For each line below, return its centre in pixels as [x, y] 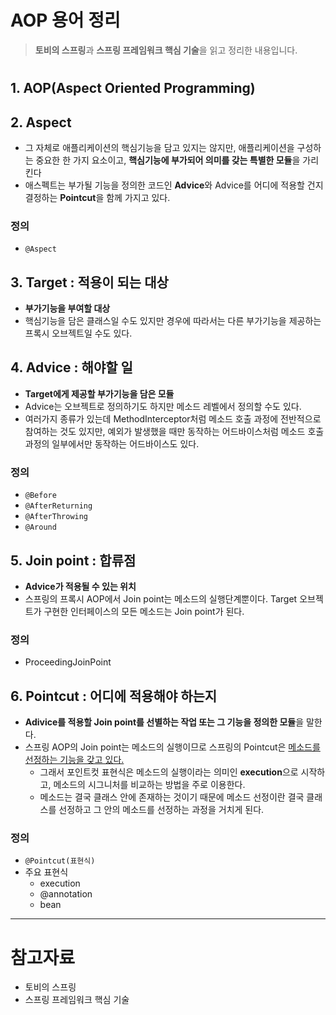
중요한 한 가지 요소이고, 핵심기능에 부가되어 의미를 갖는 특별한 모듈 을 [168, 160]
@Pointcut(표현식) [60, 861]
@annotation [66, 894]
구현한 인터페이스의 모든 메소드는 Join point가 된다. [144, 611]
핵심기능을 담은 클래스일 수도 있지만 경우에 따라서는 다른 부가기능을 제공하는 [173, 321]
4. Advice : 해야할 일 [71, 367]
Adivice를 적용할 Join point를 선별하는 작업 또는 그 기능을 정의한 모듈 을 [164, 722]
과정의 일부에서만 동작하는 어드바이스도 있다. [112, 443]
